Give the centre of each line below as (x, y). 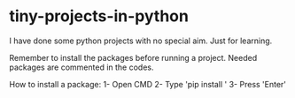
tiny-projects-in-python (99, 16)
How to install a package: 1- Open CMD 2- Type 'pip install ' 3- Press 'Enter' (147, 84)
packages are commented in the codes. (82, 67)
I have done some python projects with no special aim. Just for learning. (141, 41)
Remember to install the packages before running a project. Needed (133, 57)
